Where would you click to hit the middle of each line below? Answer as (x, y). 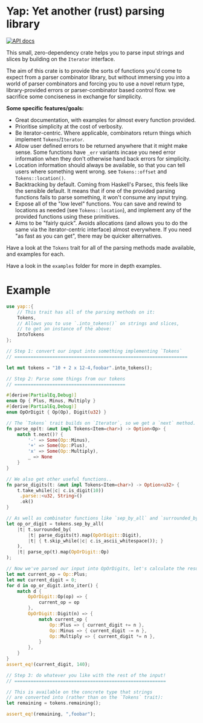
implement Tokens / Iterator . (50, 139)
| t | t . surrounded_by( (44, 529)
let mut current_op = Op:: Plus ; (47, 574)
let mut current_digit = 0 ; (42, 580)
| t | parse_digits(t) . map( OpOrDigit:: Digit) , (85, 535)
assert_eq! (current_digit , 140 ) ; (48, 664)
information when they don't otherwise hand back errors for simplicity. (103, 158)
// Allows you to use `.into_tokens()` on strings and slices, (98, 323)
